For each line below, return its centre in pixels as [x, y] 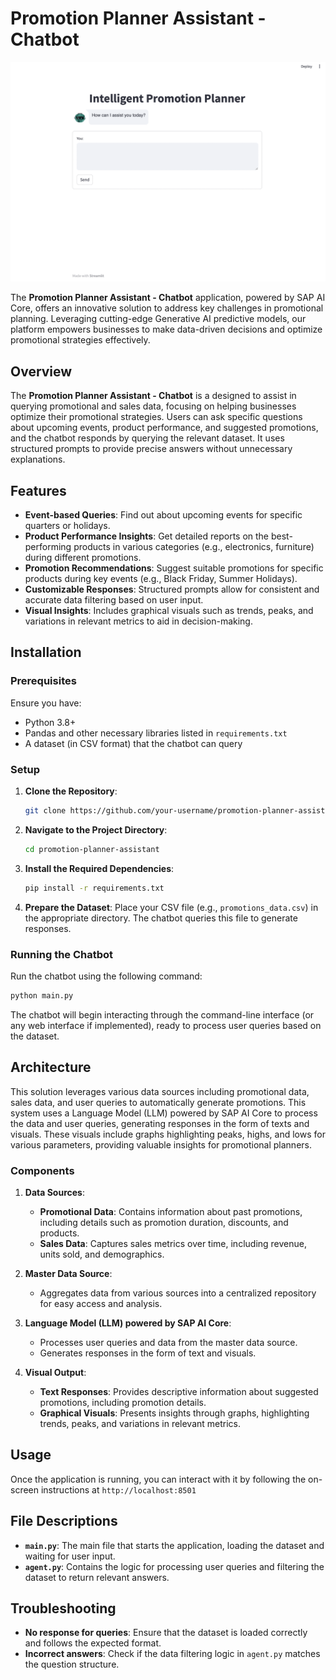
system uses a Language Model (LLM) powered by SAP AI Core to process [164, 1113]
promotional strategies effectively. [80, 340]
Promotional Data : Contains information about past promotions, [171, 1211]
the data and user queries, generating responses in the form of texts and [160, 1123]
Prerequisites [43, 681]
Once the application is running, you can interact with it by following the [158, 1479]
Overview [41, 371]
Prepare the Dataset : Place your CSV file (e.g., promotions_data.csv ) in [171, 907]
